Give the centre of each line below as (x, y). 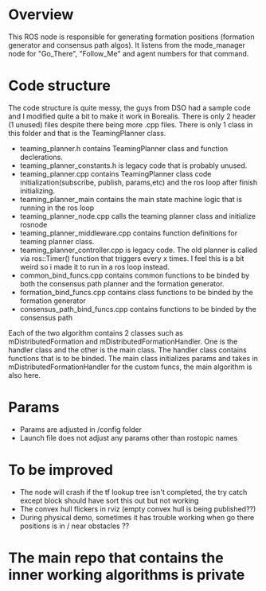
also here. (25, 375)
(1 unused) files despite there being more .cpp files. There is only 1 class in (131, 124)
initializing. (37, 191)
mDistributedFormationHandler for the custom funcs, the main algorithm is (130, 367)
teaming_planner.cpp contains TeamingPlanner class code (115, 173)
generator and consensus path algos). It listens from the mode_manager (127, 45)
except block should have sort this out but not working (109, 500)
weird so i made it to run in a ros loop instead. (94, 266)
